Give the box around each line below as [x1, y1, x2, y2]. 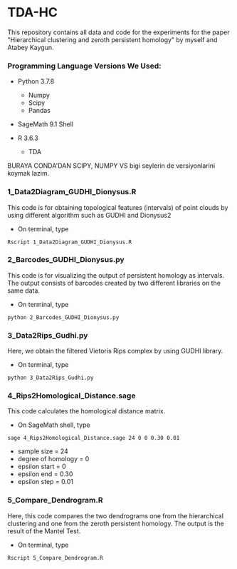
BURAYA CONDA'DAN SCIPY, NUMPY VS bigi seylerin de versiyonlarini [7, 161, 216, 170]
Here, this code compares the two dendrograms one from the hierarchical [7, 511, 224, 520]
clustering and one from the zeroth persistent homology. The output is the [7, 519, 224, 528]
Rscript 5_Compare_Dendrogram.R [7, 554, 103, 561]
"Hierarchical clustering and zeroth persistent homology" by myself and [7, 35, 218, 44]
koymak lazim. [7, 169, 50, 178]
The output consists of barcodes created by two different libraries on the [7, 278, 221, 287]
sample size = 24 [17, 447, 69, 455]
